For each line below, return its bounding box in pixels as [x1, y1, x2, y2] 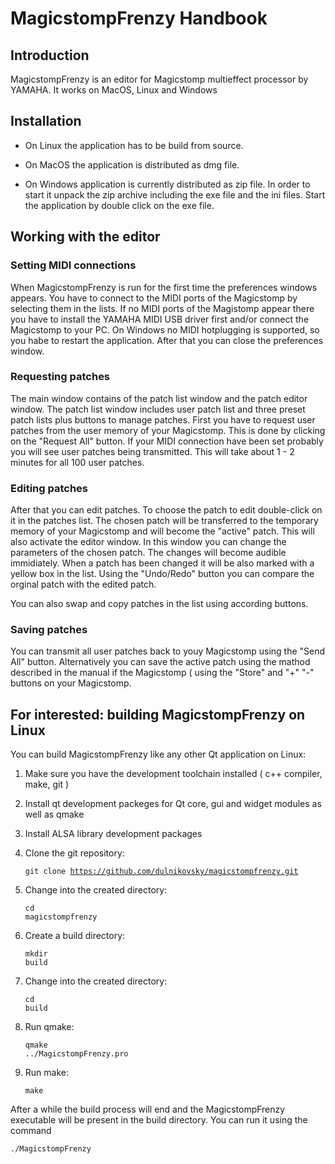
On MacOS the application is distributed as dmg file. [24, 158, 240, 171]
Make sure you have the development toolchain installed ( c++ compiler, [24, 768, 323, 780]
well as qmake [24, 808, 85, 821]
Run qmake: [24, 1021, 75, 1033]
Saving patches [10, 623, 88, 637]
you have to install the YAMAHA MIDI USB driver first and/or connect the [10, 313, 310, 325]
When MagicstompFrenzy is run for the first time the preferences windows [10, 281, 318, 293]
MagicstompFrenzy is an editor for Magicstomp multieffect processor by [10, 73, 309, 85]
